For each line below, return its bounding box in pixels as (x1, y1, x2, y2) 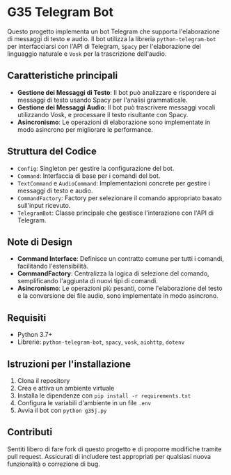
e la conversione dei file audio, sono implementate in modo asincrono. (17, 292, 218, 300)
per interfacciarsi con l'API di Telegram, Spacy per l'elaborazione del (7, 42, 202, 50)
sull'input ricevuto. (17, 201, 71, 209)
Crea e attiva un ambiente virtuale (17, 384, 115, 392)
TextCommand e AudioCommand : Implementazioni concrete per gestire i (17, 179, 210, 187)
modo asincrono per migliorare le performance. (17, 125, 153, 133)
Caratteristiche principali (7, 70, 118, 82)
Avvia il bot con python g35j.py (17, 406, 107, 414)
